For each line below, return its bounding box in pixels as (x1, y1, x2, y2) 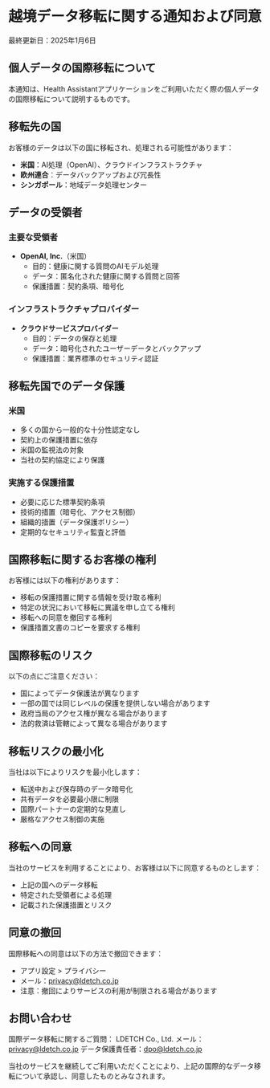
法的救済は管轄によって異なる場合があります (19, 719, 168, 728)
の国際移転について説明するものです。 (8, 94, 135, 104)
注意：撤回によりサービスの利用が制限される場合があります (19, 985, 218, 996)
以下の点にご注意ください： (8, 671, 100, 681)
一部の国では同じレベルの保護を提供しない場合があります (19, 699, 211, 708)
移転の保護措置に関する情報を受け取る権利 (19, 593, 162, 602)
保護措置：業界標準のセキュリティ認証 (31, 353, 159, 363)
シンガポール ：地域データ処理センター (19, 180, 147, 189)
